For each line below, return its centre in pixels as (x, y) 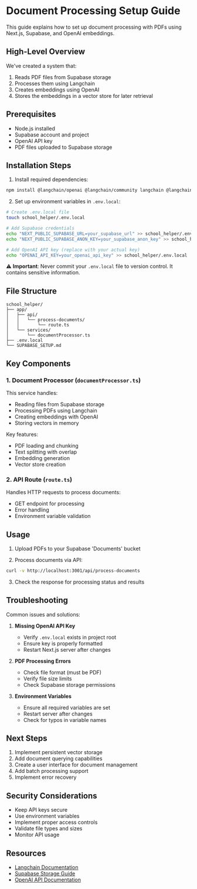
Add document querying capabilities (58, 759)
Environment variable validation (52, 516)
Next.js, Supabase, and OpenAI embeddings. (60, 33)
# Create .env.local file (38, 212)
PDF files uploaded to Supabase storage (63, 147)
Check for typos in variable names (65, 720)
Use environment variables (47, 816)
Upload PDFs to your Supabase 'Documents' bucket (77, 549)
